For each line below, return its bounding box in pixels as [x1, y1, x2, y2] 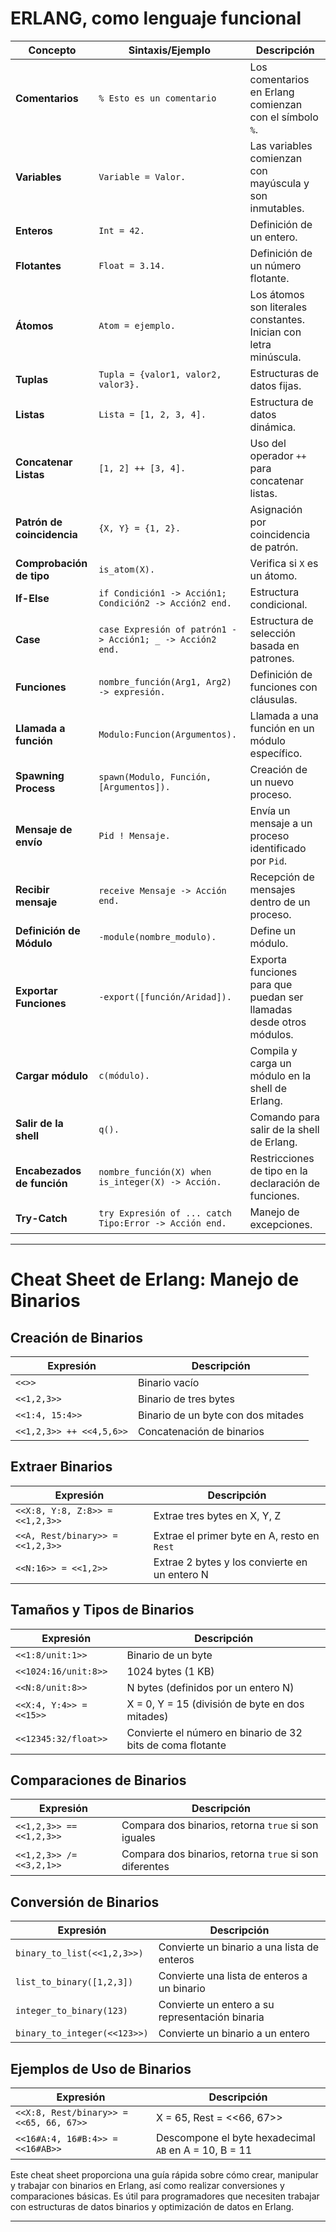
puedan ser [249, 990, 304, 1004]
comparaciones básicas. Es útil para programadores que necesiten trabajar [10, 2190, 320, 2202]
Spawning [15, 768, 65, 782]
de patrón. [249, 540, 299, 554]
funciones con [249, 680, 318, 694]
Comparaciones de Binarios [10, 1772, 187, 1789]
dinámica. [249, 420, 297, 434]
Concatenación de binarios [138, 1424, 265, 1438]
